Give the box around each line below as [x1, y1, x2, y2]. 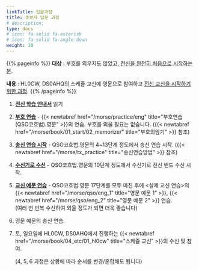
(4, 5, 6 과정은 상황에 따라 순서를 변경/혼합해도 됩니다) [14, 257, 142, 265]
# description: [6, 20, 44, 26]
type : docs [6, 25, 34, 32]
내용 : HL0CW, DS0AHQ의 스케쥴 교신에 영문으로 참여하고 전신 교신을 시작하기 [6, 79, 191, 87]
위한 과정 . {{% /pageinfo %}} [6, 87, 76, 95]
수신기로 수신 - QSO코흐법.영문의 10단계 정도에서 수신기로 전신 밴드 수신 [14, 161, 185, 169]
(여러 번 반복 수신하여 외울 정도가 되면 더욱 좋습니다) [14, 204, 138, 211]
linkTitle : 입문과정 [6, 8, 53, 15]
